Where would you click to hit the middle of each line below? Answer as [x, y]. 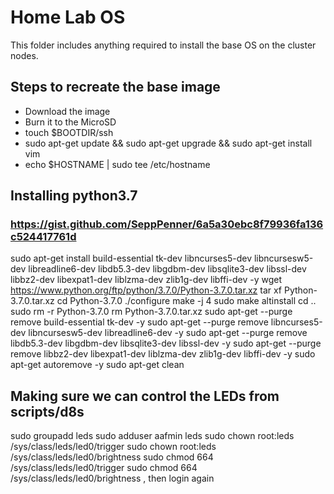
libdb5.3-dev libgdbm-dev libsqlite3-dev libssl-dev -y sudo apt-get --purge [166, 343]
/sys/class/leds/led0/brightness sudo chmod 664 [112, 457]
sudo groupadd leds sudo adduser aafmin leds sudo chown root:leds [152, 436]
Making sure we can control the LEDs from [145, 396]
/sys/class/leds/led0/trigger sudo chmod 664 [104, 468]
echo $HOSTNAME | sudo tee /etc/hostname [117, 164]
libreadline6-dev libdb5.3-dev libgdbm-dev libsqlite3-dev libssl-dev [167, 269]
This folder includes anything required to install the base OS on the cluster [163, 45]
